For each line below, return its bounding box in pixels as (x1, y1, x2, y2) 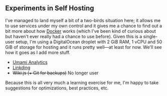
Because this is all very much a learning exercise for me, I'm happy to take (5, 79, 159, 85)
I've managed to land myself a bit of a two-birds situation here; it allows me (5, 17, 161, 23)
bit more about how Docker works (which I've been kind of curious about (5, 28, 156, 34)
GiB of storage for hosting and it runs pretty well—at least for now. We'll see (5, 44, 162, 50)
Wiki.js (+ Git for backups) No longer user (12, 70, 99, 76)
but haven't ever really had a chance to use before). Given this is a (5, 33, 142, 39)
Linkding (12, 64, 31, 70)
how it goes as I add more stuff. (5, 49, 71, 55)
